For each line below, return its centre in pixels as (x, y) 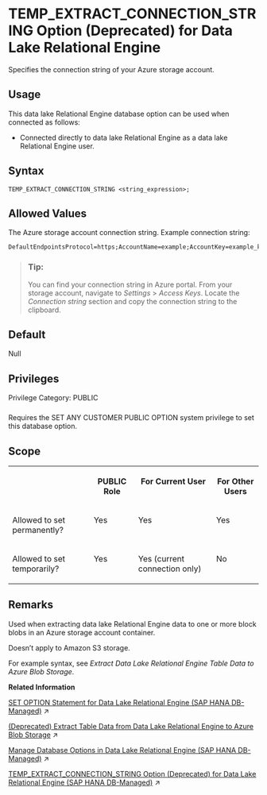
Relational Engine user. (57, 146)
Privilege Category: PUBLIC (53, 398)
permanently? (38, 531)
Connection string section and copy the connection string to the (132, 301)
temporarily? (36, 569)
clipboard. (44, 310)
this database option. (43, 426)
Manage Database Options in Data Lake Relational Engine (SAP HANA (122, 750)
